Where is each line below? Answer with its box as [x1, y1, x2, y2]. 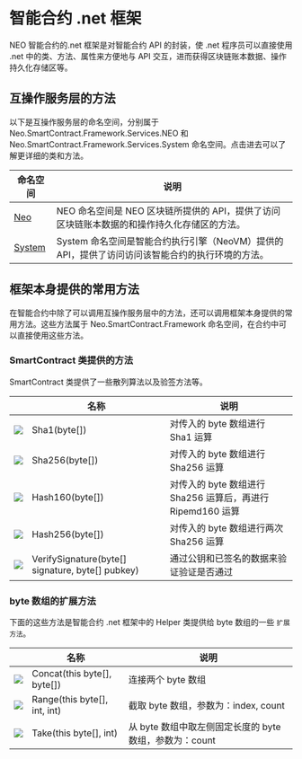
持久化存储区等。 [9, 62, 73, 73]
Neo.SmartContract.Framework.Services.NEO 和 [9, 128, 189, 138]
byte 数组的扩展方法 [9, 595, 97, 607]
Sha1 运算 [169, 430, 213, 443]
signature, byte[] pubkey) [31, 563, 139, 576]
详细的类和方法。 [24, 150, 88, 161]
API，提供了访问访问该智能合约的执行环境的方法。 [56, 248, 270, 260]
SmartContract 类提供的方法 [9, 354, 134, 366]
